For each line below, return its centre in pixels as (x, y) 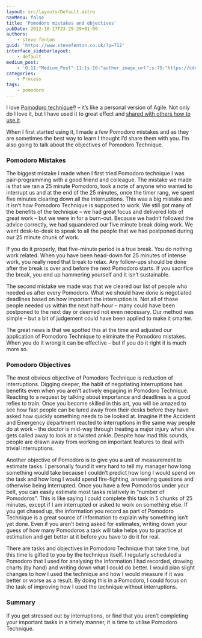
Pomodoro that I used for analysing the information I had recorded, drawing (100, 561)
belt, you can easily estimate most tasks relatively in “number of (85, 492)
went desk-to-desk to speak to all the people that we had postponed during (100, 231)
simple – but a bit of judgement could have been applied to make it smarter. (99, 318)
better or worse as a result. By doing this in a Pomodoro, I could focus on (97, 580)
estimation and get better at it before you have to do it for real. (83, 537)
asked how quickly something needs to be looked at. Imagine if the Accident (101, 416)
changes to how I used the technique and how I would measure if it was (95, 574)
